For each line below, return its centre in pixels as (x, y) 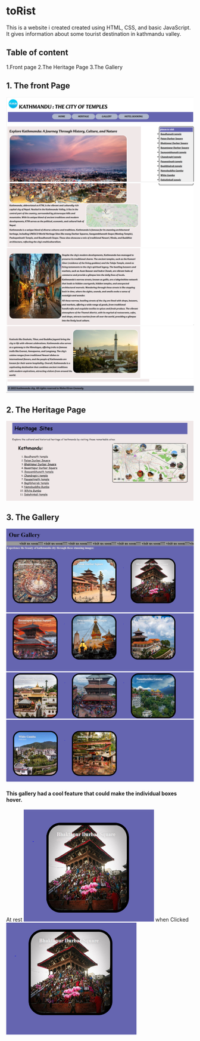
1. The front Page (38, 86)
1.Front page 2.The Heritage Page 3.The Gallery (65, 67)
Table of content (37, 53)
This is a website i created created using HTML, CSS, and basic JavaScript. (99, 27)
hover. (14, 800)
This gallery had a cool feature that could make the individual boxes (92, 793)
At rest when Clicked (98, 920)
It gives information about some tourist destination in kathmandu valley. (94, 33)
